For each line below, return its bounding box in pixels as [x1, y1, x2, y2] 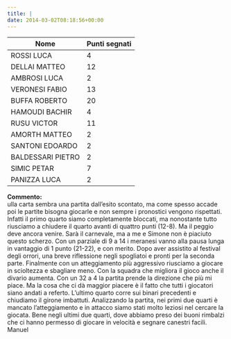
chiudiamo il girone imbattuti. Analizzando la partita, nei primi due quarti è [7, 296, 219, 304]
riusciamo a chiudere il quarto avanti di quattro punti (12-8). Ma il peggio [7, 222, 214, 230]
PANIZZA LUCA [10, 174, 61, 184]
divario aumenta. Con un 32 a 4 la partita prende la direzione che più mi [7, 274, 212, 282]
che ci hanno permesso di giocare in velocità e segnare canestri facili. [7, 317, 207, 326]
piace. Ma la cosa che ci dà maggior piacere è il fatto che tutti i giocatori [7, 281, 214, 289]
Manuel [7, 325, 29, 333]
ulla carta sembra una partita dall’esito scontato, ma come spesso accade [7, 199, 218, 208]
